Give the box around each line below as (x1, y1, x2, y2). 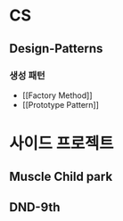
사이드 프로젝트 (9, 134, 114, 154)
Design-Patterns (9, 41, 103, 56)
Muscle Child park (9, 169, 113, 184)
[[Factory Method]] (21, 90, 93, 101)
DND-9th (9, 200, 61, 215)
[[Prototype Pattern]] (21, 99, 100, 110)
